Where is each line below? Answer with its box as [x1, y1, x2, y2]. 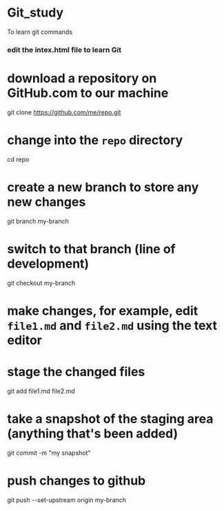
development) [7, 256, 90, 271]
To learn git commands [7, 28, 73, 36]
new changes [7, 194, 86, 210]
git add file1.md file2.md [7, 387, 76, 395]
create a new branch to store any [7, 179, 199, 195]
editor [7, 332, 43, 348]
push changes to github [7, 472, 146, 488]
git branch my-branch [7, 216, 69, 225]
